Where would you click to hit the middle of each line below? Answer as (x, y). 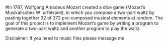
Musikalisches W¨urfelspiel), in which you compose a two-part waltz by (80, 12)
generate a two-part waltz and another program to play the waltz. (73, 28)
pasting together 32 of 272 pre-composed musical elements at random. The (84, 18)
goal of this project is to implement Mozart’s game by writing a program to (82, 23)
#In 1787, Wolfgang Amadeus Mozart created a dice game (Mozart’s (75, 7)
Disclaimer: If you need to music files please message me (65, 38)
